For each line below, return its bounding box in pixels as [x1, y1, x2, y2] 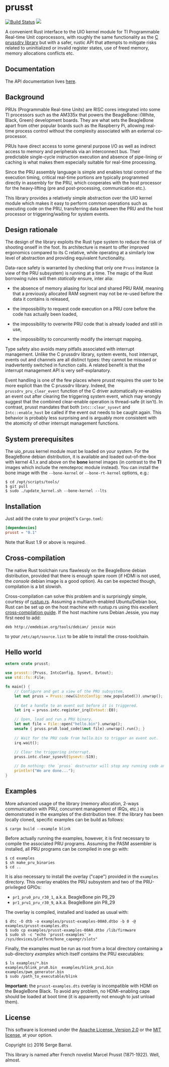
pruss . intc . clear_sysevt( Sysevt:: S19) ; [14, 755, 98, 760]
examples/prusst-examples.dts [5, 923, 69, 929]
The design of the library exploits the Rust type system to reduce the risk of [5, 239, 162, 245]
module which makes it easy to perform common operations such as [5, 200, 147, 206]
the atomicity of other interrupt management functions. [5, 420, 119, 426]
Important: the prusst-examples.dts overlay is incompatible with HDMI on [5, 983, 158, 989]
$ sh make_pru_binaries [5, 860, 55, 865]
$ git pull [5, 484, 28, 489]
